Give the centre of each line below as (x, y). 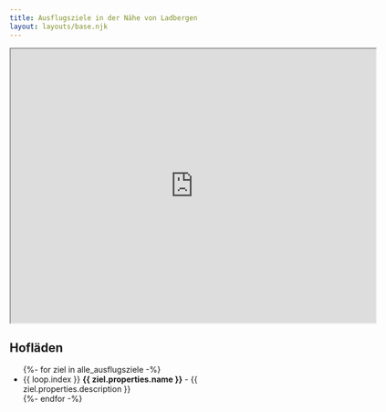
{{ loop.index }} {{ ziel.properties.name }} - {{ (110, 379)
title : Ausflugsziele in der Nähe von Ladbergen (104, 18)
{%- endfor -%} (52, 399)
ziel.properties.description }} (77, 389)
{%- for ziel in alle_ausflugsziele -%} (92, 370)
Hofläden (37, 348)
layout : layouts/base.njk (58, 26)
